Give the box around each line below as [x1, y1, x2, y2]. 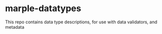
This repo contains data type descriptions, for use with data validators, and [5, 19, 158, 25]
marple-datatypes [5, 3, 81, 14]
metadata [5, 24, 25, 30]
